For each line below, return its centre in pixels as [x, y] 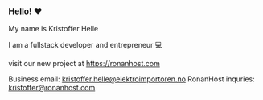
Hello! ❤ [25, 11]
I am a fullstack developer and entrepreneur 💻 [86, 45]
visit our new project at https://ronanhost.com [84, 64]
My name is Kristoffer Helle [53, 29]
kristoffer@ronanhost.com [52, 88]
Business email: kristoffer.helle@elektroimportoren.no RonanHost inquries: [131, 79]
